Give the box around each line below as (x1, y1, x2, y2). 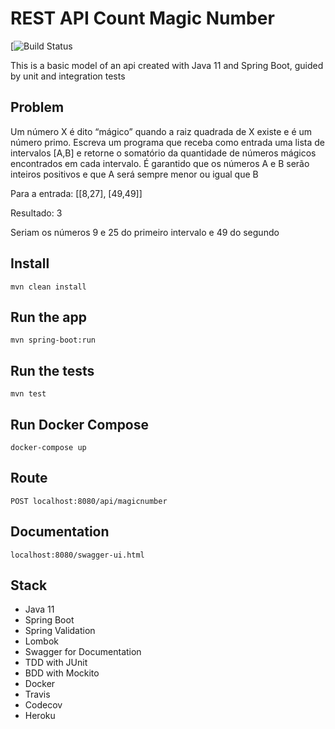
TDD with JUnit (24, 657, 88, 669)
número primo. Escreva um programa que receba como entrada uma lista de (10, 136, 325, 148)
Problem (10, 99, 65, 116)
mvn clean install (10, 282, 87, 292)
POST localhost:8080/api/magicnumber (10, 496, 168, 506)
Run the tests (10, 362, 95, 379)
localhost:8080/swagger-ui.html (10, 550, 145, 560)
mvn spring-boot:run (10, 335, 97, 346)
